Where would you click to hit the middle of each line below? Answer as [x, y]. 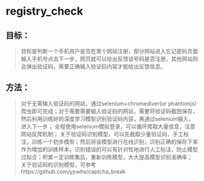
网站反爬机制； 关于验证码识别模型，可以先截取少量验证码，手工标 [105, 134]
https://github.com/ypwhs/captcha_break [73, 171]
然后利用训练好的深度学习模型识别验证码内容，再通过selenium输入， [107, 119]
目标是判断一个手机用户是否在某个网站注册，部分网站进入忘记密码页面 [109, 51]
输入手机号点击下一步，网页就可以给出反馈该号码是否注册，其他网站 [107, 59]
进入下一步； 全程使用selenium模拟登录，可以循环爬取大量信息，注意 [108, 126]
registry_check [44, 11]
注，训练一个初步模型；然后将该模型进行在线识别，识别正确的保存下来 [109, 141]
